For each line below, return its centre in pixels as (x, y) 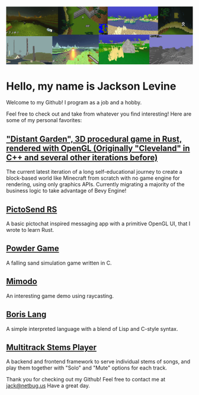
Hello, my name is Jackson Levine (91, 86)
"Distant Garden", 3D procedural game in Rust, (94, 139)
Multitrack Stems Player (51, 347)
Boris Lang (26, 315)
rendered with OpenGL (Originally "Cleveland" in (98, 148)
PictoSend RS (32, 209)
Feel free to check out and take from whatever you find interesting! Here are (99, 114)
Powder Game (33, 249)
